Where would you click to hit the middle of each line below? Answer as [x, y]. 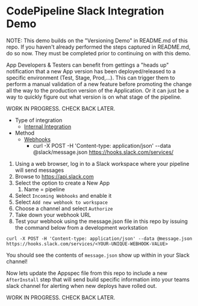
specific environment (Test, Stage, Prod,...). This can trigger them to [91, 78]
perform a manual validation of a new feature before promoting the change [99, 84]
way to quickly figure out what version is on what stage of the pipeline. [94, 97]
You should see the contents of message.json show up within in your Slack [98, 255]
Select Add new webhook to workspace [61, 202]
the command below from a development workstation [81, 227]
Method [25, 133]
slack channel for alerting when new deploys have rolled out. [82, 286]
